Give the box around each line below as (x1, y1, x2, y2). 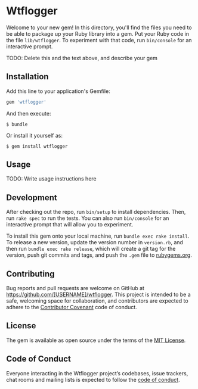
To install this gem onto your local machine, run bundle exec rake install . (6, 232, 190, 239)
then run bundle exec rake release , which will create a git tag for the (6, 245, 176, 253)
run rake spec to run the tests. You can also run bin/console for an (6, 214, 169, 222)
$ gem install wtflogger (6, 143, 68, 150)
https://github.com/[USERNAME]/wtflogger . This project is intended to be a (6, 291, 191, 298)
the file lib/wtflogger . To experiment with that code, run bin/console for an (6, 36, 192, 43)
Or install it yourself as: (6, 132, 63, 139)
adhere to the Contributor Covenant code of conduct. (6, 304, 137, 311)
